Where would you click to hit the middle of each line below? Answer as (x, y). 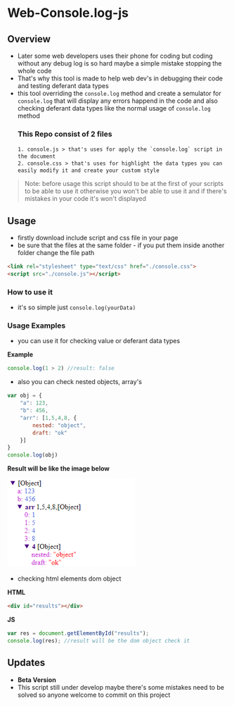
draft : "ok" (50, 433)
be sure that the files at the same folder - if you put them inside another (121, 245)
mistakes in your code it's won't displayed (85, 199)
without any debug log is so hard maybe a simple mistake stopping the (120, 63)
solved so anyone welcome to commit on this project (94, 695)
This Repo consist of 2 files (65, 134)
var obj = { (25, 396)
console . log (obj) (33, 455)
